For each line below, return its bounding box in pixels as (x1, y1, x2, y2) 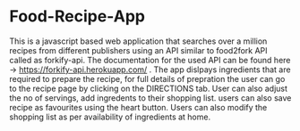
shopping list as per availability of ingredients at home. (9, 111, 211, 122)
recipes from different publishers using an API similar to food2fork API (9, 45, 268, 55)
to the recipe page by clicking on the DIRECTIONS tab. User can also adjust (9, 83, 288, 94)
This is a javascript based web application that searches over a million (9, 36, 268, 46)
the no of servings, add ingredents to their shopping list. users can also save (9, 92, 292, 103)
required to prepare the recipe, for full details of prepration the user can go (9, 73, 286, 84)
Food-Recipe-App (9, 6, 146, 27)
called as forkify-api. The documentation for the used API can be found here (9, 54, 291, 65)
